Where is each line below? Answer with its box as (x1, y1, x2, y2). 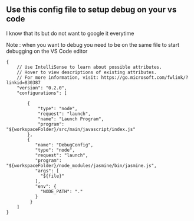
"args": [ (35, 168, 60, 174)
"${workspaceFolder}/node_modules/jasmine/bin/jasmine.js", (6, 162, 157, 168)
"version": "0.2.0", (17, 85, 67, 91)
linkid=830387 (6, 79, 41, 85)
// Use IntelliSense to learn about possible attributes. (17, 64, 162, 70)
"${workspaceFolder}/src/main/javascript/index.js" (6, 126, 136, 132)
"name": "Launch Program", (37, 116, 104, 122)
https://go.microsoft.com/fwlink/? (101, 74, 189, 81)
